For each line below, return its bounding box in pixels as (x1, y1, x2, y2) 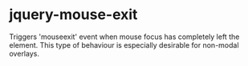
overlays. (9, 49, 39, 58)
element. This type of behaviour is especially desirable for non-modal (9, 40, 239, 49)
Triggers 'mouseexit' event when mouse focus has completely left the (9, 32, 240, 41)
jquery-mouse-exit (9, 6, 138, 24)
